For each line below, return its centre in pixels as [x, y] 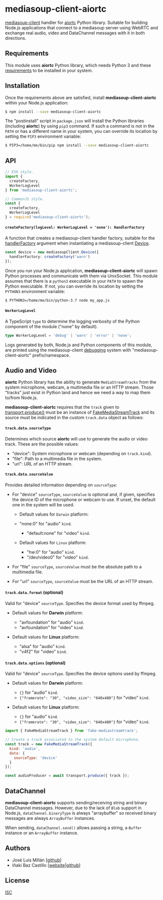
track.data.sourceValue [29, 475]
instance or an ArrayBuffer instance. [42, 833]
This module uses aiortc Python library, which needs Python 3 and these [78, 65]
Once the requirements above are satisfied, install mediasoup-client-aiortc [81, 97]
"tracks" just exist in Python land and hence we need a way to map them [78, 393]
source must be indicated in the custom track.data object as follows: [74, 418]
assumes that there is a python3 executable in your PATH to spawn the [74, 281]
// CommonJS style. [25, 199]
